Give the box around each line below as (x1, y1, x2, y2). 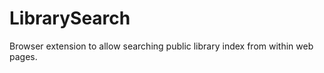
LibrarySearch (9, 7, 131, 30)
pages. (9, 50, 38, 62)
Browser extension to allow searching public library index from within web (9, 40, 314, 52)
